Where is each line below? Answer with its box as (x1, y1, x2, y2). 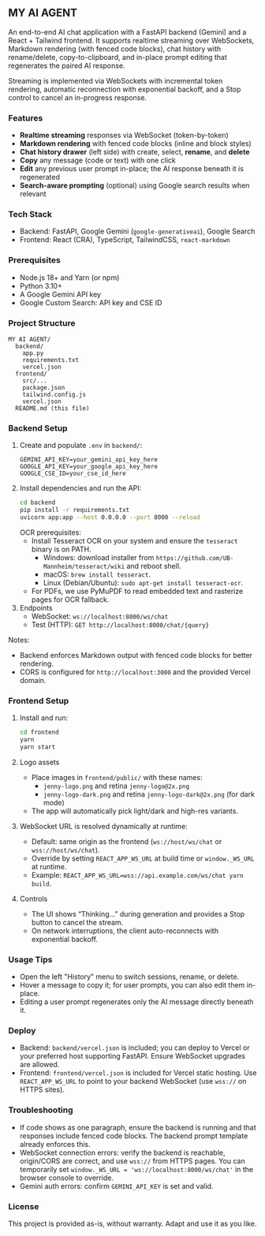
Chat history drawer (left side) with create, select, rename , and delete (19, 147, 250, 157)
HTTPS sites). (19, 1085, 65, 1095)
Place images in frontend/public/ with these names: (31, 772, 203, 782)
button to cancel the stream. (31, 917, 124, 927)
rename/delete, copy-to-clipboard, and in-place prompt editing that (8, 52, 227, 62)
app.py (22, 349, 44, 357)
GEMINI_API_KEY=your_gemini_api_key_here (19, 456, 158, 464)
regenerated (19, 173, 61, 182)
